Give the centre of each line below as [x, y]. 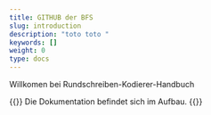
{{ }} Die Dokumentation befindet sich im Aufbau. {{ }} [106, 102]
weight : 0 [28, 51]
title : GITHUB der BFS [51, 17]
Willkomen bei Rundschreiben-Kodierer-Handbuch [102, 84]
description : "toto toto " [59, 34]
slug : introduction [45, 26]
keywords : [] [33, 42]
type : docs [29, 59]
